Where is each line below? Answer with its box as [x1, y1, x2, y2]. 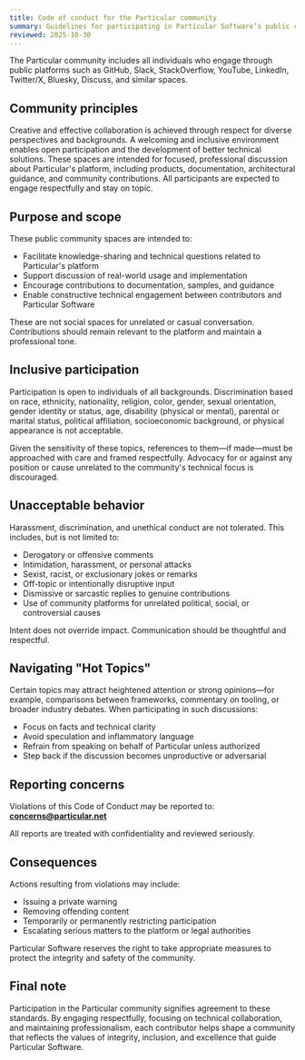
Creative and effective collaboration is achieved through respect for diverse [9, 124, 292, 136]
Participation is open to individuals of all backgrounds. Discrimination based [9, 386, 293, 397]
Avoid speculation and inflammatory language [22, 731, 194, 742]
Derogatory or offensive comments [22, 549, 154, 560]
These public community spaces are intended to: [9, 233, 192, 243]
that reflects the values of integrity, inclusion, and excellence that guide [9, 1032, 277, 1043]
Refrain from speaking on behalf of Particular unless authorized [22, 741, 261, 752]
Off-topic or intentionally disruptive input [22, 578, 175, 589]
